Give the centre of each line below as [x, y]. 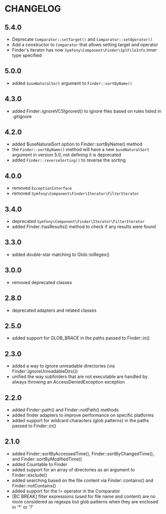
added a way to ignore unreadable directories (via [63, 366]
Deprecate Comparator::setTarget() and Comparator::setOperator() [82, 39]
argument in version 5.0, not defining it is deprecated [66, 155]
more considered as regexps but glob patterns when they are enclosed [85, 501]
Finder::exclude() [29, 475]
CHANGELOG [33, 9]
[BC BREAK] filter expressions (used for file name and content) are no [84, 496]
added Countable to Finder [39, 464]
